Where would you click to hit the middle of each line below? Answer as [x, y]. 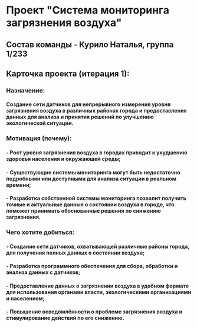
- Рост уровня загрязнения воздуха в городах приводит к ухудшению [97, 153]
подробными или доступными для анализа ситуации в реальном [91, 179]
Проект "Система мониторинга [88, 10]
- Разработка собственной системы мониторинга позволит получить [96, 199]
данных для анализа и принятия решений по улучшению [80, 117]
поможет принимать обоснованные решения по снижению [83, 211]
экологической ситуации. [40, 123]
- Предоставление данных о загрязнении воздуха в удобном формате [98, 286]
